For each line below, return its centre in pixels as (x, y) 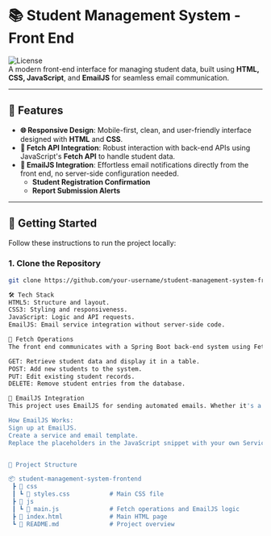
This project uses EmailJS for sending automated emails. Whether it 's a (135, 406)
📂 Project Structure (43, 464)
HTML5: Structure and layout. (59, 302)
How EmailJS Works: (41, 421)
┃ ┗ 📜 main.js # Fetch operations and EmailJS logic (126, 509)
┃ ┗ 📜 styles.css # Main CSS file (88, 494)
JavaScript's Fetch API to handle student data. (98, 156)
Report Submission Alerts (76, 190)
